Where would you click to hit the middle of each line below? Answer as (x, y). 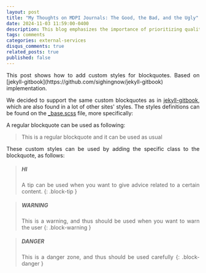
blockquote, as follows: (36, 155)
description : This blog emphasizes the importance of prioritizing (94, 29)
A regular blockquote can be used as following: (66, 125)
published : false (29, 58)
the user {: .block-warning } (56, 227)
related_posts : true (33, 52)
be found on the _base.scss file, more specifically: (70, 113)
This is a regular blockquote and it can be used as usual (92, 137)
